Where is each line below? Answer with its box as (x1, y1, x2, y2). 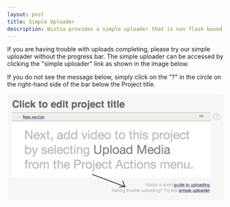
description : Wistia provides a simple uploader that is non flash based (7, 25, 223, 32)
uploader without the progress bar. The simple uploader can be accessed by (7, 52, 224, 61)
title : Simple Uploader (7, 18, 76, 25)
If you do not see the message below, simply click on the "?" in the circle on (7, 73, 222, 82)
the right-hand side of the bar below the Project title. (7, 80, 156, 88)
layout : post (7, 11, 45, 18)
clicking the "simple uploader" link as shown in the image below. (7, 60, 189, 68)
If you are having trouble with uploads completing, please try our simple (7, 45, 211, 53)
